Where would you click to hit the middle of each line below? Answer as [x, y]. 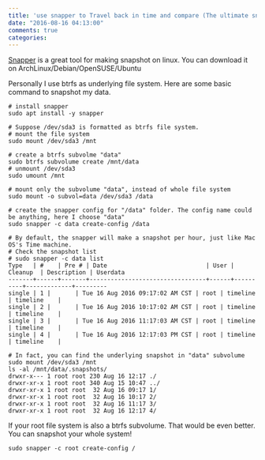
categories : [28, 38]
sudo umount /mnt [37, 176]
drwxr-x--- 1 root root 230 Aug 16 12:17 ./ [82, 376]
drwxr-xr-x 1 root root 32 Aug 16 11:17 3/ [82, 404]
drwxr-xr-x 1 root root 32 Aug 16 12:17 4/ [82, 411]
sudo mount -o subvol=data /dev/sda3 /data [81, 197]
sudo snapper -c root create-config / [72, 449]
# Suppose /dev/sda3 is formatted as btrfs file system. [104, 127]
